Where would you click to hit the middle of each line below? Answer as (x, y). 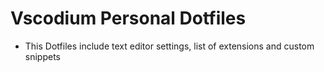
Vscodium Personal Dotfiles (128, 18)
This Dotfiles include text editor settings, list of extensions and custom (169, 46)
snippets (42, 56)
